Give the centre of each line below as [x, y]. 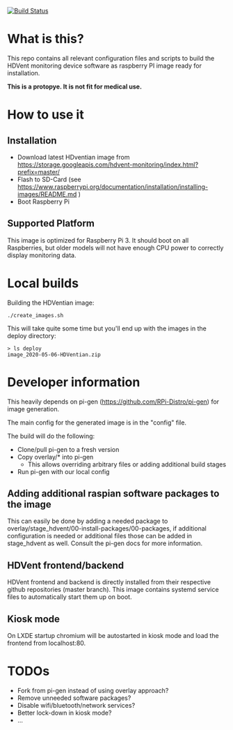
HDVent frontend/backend [65, 565]
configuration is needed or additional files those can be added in [100, 536]
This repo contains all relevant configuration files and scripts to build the [111, 58]
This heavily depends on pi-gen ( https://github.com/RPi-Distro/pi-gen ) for [113, 402]
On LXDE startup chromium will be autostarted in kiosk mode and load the [113, 636]
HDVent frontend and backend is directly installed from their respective [109, 582]
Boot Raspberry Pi [43, 201]
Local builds [43, 283]
